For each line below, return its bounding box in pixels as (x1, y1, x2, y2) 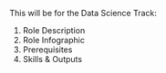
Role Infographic (22, 35, 85, 45)
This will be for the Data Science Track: (9, 8, 158, 18)
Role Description (22, 25, 86, 35)
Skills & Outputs (22, 54, 83, 64)
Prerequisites (22, 44, 73, 55)
